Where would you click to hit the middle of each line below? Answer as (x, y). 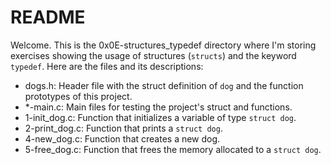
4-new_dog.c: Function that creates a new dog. (122, 138)
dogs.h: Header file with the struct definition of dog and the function (164, 85)
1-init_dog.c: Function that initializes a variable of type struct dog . (160, 117)
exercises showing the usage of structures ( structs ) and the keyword (153, 55)
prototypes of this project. (78, 96)
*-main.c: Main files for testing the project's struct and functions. (158, 107)
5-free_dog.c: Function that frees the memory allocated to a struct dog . (173, 149)
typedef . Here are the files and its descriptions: (107, 66)
